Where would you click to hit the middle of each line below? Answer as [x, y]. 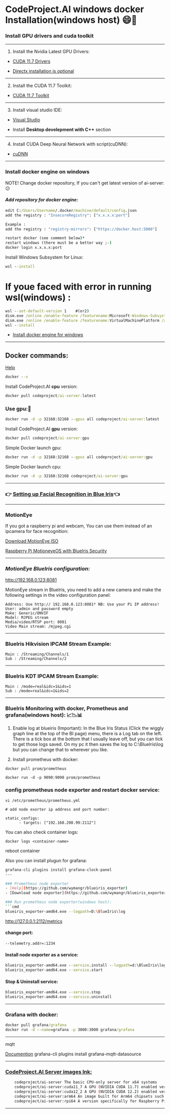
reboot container [23, 851]
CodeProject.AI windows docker [75, 9]
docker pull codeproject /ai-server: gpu [47, 438]
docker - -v [17, 377]
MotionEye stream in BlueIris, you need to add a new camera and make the [83, 590]
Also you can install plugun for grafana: [46, 860]
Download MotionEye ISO [32, 541]
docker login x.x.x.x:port [34, 248]
